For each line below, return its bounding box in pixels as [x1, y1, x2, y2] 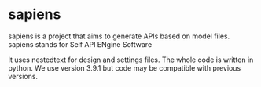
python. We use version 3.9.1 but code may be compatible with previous [8, 63, 241, 72]
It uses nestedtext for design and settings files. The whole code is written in [8, 55, 254, 64]
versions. [8, 71, 38, 81]
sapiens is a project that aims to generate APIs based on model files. [8, 31, 230, 41]
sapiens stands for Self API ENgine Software [8, 39, 153, 49]
